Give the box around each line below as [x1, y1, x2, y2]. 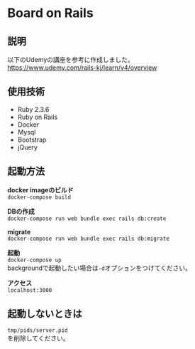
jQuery [17, 142, 38, 151]
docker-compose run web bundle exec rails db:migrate [7, 235, 170, 242]
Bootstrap [17, 135, 47, 144]
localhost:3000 [7, 286, 52, 293]
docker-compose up [7, 256, 62, 264]
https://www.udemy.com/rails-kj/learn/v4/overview [7, 63, 157, 72]
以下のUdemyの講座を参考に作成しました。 [7, 56, 135, 63]
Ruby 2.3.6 [17, 105, 50, 113]
